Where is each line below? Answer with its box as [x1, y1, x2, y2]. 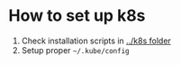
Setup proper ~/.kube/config [21, 44, 130, 55]
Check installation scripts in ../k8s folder [21, 35, 172, 46]
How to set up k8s [8, 5, 146, 26]
